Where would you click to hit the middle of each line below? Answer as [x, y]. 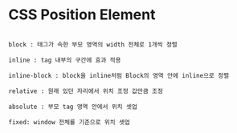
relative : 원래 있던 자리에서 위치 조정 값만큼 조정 [86, 91]
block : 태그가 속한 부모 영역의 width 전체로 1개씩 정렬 [93, 44]
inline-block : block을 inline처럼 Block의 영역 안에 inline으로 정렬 [119, 75]
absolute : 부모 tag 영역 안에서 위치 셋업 [73, 107]
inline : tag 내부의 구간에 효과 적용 [65, 60]
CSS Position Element [82, 15]
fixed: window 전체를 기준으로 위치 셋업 [69, 122]
